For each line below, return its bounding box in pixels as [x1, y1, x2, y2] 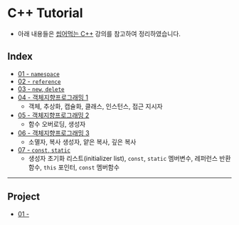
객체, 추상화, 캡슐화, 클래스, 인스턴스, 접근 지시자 [28, 102, 163, 110]
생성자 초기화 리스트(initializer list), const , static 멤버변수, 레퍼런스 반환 [28, 154, 231, 162]
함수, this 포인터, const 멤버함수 [28, 162, 119, 172]
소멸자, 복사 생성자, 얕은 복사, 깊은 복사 [28, 137, 137, 146]
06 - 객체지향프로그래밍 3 [17, 128, 90, 137]
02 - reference [17, 77, 61, 85]
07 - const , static [17, 145, 71, 154]
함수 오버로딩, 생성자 [28, 120, 86, 128]
